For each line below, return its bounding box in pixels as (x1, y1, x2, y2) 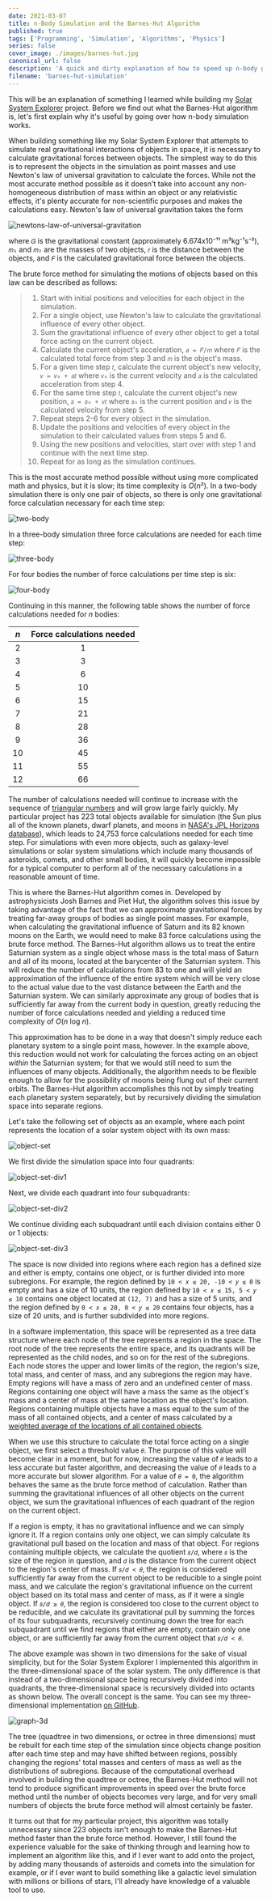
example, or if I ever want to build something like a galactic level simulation (8, 1867, 256, 1878)
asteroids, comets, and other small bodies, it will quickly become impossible (8, 855, 261, 864)
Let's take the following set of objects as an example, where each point (8, 1116, 245, 1126)
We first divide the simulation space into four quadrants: (8, 1156, 195, 1166)
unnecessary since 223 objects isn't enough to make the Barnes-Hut (8, 1824, 238, 1834)
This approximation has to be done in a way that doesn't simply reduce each (8, 1032, 262, 1042)
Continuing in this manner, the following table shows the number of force (8, 600, 251, 610)
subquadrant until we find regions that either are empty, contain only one (8, 1624, 251, 1634)
